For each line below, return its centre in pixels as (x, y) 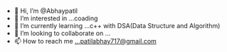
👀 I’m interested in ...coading (56, 18)
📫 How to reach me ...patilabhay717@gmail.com (85, 41)
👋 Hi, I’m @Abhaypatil (46, 11)
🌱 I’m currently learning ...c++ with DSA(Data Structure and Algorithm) (117, 26)
